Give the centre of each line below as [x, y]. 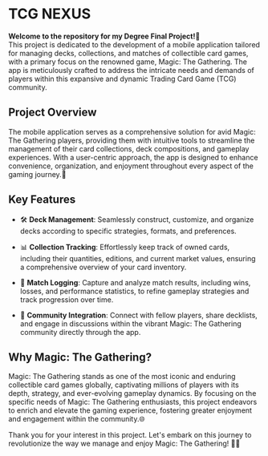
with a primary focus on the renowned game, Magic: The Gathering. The [128, 62]
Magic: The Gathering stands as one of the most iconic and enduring [122, 377]
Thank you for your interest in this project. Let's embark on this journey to [130, 435]
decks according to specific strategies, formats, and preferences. [128, 231]
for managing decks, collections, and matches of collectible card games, [128, 53]
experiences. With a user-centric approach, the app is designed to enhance [133, 157]
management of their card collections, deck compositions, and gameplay [129, 148]
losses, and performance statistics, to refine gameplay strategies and [134, 291]
